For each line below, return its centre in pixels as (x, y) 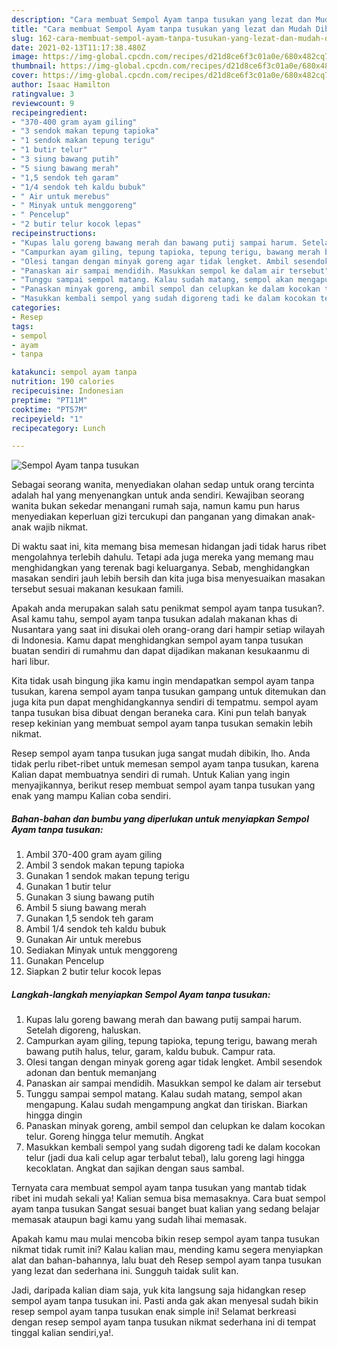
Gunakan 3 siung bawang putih (90, 897)
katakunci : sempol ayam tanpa (74, 372)
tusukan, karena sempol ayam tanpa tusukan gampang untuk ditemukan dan (169, 692)
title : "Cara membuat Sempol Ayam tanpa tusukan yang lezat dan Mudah (161, 29)
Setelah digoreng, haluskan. (83, 1030)
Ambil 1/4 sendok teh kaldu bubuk (96, 929)
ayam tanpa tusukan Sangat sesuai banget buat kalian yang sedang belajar (166, 1209)
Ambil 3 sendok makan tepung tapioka (105, 865)
